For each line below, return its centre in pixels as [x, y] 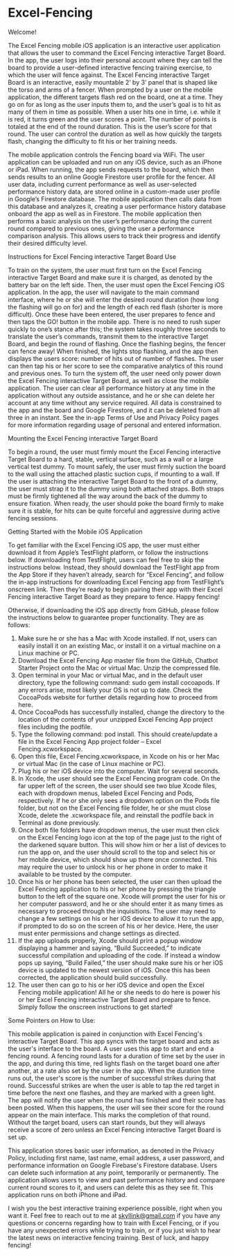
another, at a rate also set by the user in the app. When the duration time [111, 1071]
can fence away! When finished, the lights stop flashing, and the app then [113, 351]
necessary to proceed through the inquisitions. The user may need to [117, 911]
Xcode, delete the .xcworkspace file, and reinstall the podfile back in [116, 815]
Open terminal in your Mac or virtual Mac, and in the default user [110, 675]
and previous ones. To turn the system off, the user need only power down [114, 373]
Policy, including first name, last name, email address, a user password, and [116, 1157]
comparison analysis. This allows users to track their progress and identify [114, 236]
